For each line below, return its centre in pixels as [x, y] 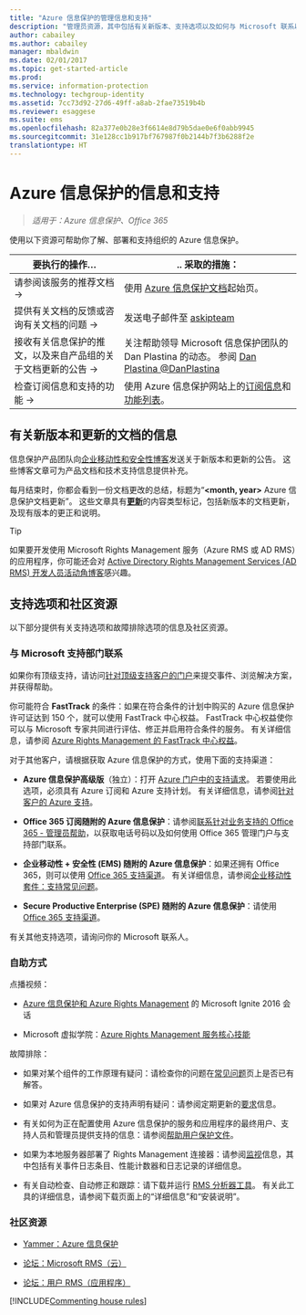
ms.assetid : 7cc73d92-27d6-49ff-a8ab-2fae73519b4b [107, 103]
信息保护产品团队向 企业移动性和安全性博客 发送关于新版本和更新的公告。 [145, 458]
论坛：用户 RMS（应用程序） [76, 1283]
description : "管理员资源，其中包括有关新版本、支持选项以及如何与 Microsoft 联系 [152, 26]
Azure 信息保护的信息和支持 [115, 193]
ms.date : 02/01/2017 [49, 60]
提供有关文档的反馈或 [60, 310]
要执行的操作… [65, 264]
